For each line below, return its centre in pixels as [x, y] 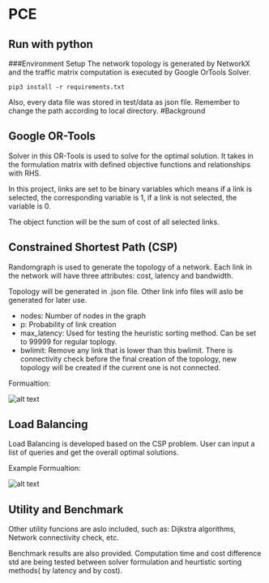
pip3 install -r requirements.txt [67, 87]
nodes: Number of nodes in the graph [83, 315]
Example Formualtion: [45, 469]
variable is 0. [30, 206]
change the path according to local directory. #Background [107, 111]
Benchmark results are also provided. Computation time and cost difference [135, 554]
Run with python [51, 44]
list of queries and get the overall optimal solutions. [94, 452]
